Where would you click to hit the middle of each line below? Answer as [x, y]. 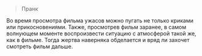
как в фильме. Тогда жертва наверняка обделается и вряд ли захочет [98, 40]
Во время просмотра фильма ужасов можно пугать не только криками [100, 20]
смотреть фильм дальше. [40, 46]
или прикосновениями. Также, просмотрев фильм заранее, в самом [96, 27]
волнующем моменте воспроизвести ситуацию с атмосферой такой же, [102, 33]
